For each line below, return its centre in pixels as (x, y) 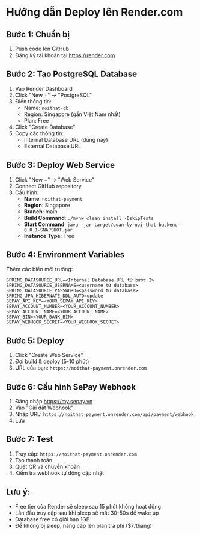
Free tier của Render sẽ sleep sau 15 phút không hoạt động (88, 506)
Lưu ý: (18, 492)
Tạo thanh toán (34, 460)
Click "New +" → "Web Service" (55, 179)
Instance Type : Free (49, 236)
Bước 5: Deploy (35, 341)
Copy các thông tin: (39, 133)
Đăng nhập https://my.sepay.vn (54, 402)
